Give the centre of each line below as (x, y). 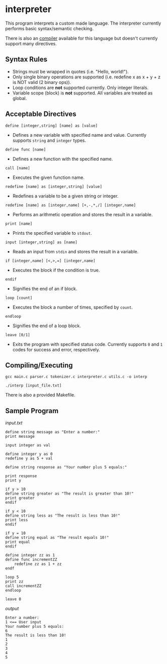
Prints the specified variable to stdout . (52, 233)
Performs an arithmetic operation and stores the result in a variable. (82, 214)
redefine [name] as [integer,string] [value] (54, 186)
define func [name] (26, 149)
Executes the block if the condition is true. (56, 270)
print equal (18, 542)
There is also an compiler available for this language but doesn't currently (81, 38)
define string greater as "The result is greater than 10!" (70, 494)
